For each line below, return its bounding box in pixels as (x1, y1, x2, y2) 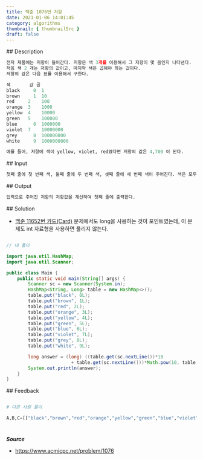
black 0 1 (6, 87, 45, 94)
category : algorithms (6, 20, 61, 26)
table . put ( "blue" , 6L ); (28, 326, 88, 332)
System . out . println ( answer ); (28, 365, 101, 371)
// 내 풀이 (6, 242, 30, 248)
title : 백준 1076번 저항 (6, 8, 62, 15)
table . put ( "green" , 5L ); (28, 320, 91, 326)
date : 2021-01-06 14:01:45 (6, 15, 74, 21)
